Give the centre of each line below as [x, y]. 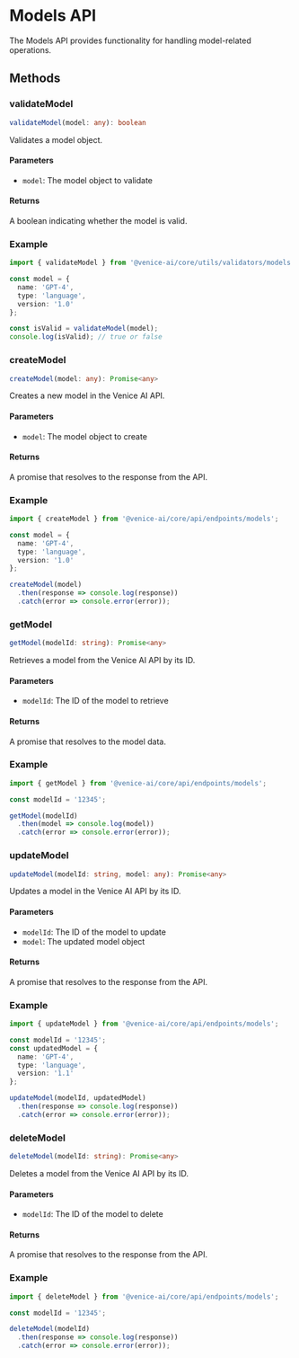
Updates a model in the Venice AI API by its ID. [95, 892]
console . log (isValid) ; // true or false [86, 337]
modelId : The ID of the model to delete [92, 1214]
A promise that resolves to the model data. [88, 741]
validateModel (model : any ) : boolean [78, 122]
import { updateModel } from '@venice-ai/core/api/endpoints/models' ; [144, 1024]
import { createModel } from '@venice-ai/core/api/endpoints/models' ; [144, 519]
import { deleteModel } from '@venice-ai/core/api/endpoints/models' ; [144, 1296]
